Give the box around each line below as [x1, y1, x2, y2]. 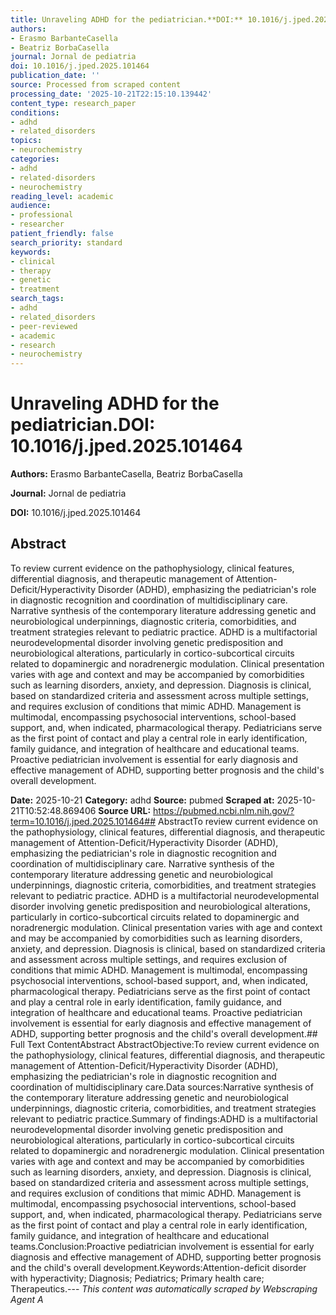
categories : [10, 154, 60, 164]
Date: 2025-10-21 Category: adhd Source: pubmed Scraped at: [10, 794, 275, 806]
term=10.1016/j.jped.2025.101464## [10, 815, 157, 827]
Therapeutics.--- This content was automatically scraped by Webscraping [10, 1282, 318, 1295]
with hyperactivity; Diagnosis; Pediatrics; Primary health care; [10, 1272, 265, 1284]
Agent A [10, 1293, 44, 1305]
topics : [10, 136, 43, 146]
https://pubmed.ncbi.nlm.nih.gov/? [153, 804, 295, 816]
